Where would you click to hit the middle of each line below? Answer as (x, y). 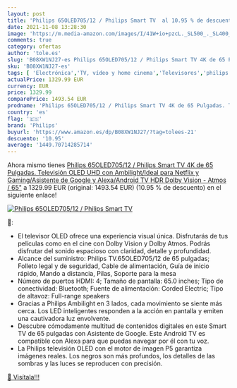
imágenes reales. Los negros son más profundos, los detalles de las (116, 356)
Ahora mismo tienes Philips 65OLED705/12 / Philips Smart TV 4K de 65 (110, 165)
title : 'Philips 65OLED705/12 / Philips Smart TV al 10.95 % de (105, 20)
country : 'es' (28, 112)
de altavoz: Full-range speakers (63, 296)
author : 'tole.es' (34, 54)
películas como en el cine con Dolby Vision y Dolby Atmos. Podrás (114, 243)
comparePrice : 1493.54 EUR (47, 99)
